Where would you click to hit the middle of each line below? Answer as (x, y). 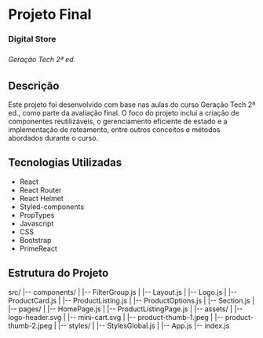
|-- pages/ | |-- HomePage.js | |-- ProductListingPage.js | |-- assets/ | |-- (126, 309)
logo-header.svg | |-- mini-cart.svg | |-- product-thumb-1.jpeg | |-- (116, 317)
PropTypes (37, 215)
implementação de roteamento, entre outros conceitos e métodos (114, 130)
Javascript (37, 223)
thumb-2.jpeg (30, 325)
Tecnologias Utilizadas (65, 163)
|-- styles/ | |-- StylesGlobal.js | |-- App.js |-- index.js (144, 325)
